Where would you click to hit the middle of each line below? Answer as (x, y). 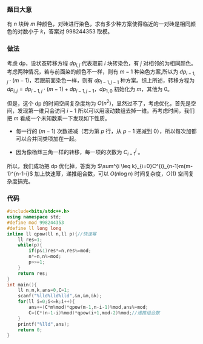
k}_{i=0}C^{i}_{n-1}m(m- (162, 166)
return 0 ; (30, 330)
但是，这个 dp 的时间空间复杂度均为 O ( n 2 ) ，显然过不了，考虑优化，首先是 (99, 103)
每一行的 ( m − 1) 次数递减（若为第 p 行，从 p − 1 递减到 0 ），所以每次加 (103, 131)
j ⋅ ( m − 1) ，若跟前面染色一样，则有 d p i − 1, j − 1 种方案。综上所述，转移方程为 (101, 81)
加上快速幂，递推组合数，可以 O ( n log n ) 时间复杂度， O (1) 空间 (111, 174)
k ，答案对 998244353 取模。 (76, 32)
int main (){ (22, 285)
